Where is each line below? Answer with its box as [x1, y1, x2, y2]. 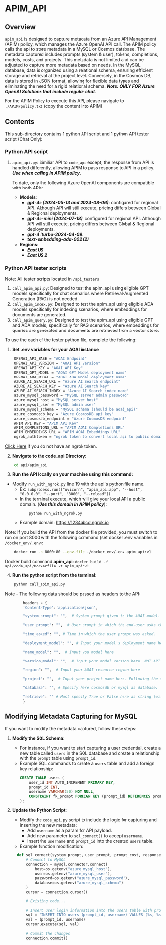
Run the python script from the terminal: [12, 572, 97, 578]
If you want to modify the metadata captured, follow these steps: [5, 725, 137, 731]
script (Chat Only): [5, 136, 43, 142]
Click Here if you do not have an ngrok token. [5, 443, 97, 449]
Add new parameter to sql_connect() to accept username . [27, 833, 143, 839]
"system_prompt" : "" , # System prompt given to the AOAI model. [23, 614, 161, 619]
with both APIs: [12, 185, 43, 191]
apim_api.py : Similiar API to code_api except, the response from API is [12, 159, 154, 166]
